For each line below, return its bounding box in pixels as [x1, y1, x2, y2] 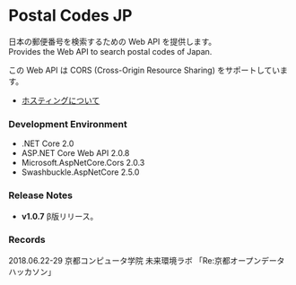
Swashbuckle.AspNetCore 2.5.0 [21, 167, 140, 177]
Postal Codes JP [8, 5, 133, 26]
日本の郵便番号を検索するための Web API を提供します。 [8, 36, 217, 47]
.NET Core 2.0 [21, 138, 74, 149]
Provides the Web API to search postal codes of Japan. [8, 46, 213, 56]
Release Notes [8, 189, 74, 202]
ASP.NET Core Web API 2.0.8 [21, 148, 130, 159]
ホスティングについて [21, 95, 100, 106]
